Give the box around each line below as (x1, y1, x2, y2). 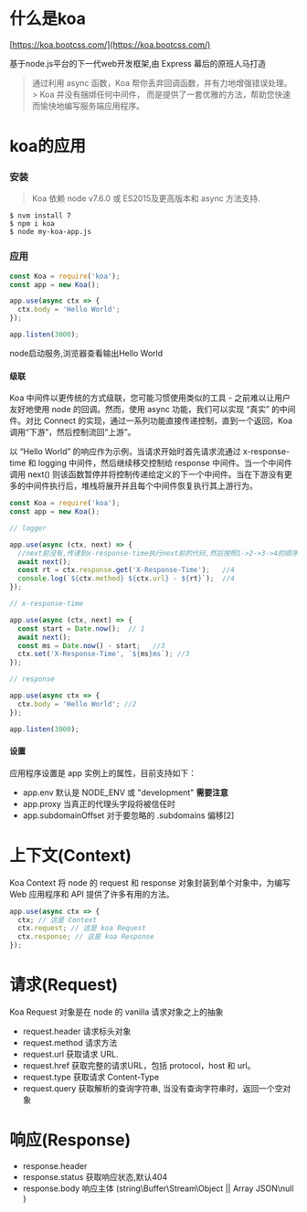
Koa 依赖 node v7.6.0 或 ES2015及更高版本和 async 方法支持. (31, 193, 260, 204)
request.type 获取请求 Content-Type (22, 1071, 160, 1082)
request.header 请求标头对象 (22, 1026, 132, 1037)
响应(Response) (9, 1130, 132, 1151)
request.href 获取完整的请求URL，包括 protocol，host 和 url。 (22, 1060, 256, 1070)
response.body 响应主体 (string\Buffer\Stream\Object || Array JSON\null (22, 1183, 294, 1194)
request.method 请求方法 (22, 1037, 118, 1047)
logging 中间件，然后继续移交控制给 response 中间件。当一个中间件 (37, 458, 292, 469)
